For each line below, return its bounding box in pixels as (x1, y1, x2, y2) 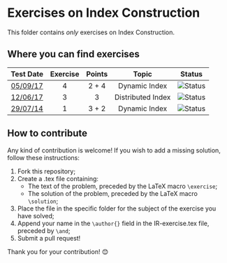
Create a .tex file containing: (17, 174, 99, 183)
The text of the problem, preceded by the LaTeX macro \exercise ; (27, 182, 218, 190)
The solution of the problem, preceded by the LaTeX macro (27, 189, 198, 197)
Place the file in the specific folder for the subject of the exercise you (17, 204, 217, 213)
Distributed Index (114, 92, 171, 102)
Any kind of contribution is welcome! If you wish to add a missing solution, (7, 145, 221, 155)
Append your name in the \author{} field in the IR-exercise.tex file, (17, 219, 210, 227)
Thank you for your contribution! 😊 (7, 247, 109, 256)
